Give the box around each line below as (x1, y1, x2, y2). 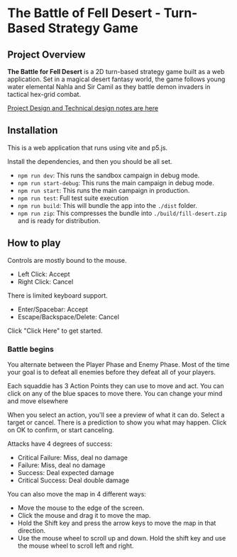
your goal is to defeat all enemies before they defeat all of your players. (7, 368, 216, 376)
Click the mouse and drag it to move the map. (17, 511, 151, 519)
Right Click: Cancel (17, 277, 74, 286)
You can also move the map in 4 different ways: (7, 489, 147, 498)
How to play (7, 237, 61, 249)
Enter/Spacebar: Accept (17, 305, 89, 313)
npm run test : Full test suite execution (17, 194, 129, 202)
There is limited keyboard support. (7, 291, 108, 300)
